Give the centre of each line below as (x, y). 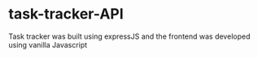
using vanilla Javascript (48, 44)
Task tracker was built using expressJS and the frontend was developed (129, 36)
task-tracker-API (66, 14)
